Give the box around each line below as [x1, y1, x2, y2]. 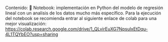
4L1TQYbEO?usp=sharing [5, 31, 58, 37]
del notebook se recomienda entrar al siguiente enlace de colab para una [5, 15, 157, 21]
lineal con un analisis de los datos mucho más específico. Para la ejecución [5, 10, 161, 16]
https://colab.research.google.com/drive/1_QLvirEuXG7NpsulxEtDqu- [5, 26, 148, 32]
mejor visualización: [5, 20, 47, 26]
